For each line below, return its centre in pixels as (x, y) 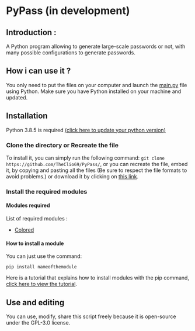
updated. (17, 97)
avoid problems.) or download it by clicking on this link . (72, 176)
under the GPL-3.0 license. (38, 323)
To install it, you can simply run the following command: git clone (86, 158)
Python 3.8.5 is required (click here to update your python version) (86, 130)
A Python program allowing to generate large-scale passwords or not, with (96, 46)
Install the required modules (47, 191)
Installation (27, 116)
